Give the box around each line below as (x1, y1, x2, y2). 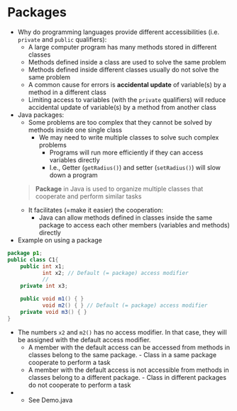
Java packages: (17, 111, 65, 119)
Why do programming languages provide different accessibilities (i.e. (17, 28, 220, 36)
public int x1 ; (20, 263, 65, 270)
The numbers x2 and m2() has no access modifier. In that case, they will (17, 327, 227, 337)
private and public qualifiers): (17, 35, 107, 43)
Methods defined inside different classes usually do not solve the (28, 65, 219, 74)
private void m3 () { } (20, 308, 87, 315)
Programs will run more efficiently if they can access (49, 148, 204, 157)
